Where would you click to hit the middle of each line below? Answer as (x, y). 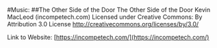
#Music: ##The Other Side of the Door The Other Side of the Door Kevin (109, 10)
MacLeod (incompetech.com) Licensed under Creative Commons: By (105, 17)
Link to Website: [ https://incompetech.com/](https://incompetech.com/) (108, 37)
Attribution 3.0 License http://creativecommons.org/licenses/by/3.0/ (103, 24)
